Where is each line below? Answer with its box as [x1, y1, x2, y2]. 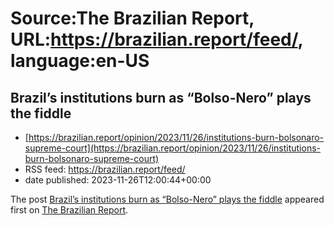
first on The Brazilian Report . [10, 204, 129, 216]
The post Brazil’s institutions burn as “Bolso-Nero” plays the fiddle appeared [10, 193, 325, 205]
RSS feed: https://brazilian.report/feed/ [24, 163, 186, 175]
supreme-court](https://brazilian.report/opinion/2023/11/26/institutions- [24, 142, 322, 154]
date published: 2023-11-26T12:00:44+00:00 [24, 174, 212, 186]
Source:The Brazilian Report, [10, 7, 255, 30]
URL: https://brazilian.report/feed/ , [10, 28, 304, 51]
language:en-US [10, 50, 150, 72]
